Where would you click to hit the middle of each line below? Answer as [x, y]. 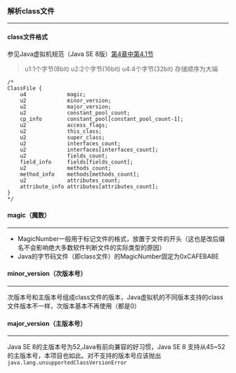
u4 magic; [53, 94]
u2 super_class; [63, 137]
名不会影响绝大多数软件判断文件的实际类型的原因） [91, 247]
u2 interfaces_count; [70, 143]
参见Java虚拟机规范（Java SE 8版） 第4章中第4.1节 [80, 53]
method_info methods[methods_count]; [80, 174]
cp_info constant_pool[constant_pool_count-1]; [102, 119]
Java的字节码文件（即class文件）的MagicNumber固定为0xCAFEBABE [118, 256]
